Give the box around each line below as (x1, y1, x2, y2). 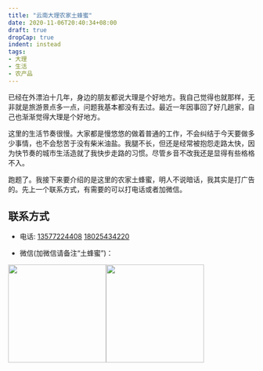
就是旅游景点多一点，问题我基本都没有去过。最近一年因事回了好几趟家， (14, 102, 248, 111)
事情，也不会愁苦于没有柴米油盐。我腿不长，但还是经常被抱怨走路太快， (14, 138, 248, 147)
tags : (8, 48, 26, 56)
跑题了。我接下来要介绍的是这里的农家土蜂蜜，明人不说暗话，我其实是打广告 (8, 174, 255, 184)
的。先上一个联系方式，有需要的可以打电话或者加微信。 (8, 184, 186, 194)
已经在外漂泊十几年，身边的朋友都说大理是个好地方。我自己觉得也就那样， (8, 92, 248, 102)
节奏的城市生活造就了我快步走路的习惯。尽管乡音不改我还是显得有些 (21, 148, 241, 158)
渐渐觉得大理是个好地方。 (21, 111, 104, 122)
